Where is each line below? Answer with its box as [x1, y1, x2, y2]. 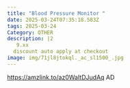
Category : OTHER [7, 29, 53, 36]
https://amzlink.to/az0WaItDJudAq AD [7, 73, 115, 81]
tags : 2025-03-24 [7, 23, 57, 29]
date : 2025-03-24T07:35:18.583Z [7, 16, 99, 23]
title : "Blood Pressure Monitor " [7, 10, 106, 17]
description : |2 [7, 35, 53, 42]
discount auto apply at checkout [13, 48, 109, 55]
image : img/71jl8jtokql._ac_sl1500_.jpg [7, 55, 125, 61]
